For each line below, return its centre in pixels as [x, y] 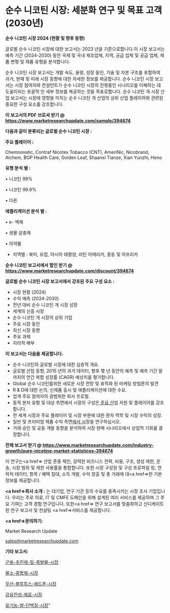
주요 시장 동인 [26, 324]
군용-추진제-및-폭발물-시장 [32, 562]
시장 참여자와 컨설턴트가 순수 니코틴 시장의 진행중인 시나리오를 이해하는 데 [88, 85]
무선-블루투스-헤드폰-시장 [31, 584]
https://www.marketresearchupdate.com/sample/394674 [68, 120]
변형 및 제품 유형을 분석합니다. [40, 61]
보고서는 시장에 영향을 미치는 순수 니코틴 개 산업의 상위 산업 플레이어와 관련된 [87, 98]
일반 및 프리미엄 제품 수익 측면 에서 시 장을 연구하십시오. [67, 422]
